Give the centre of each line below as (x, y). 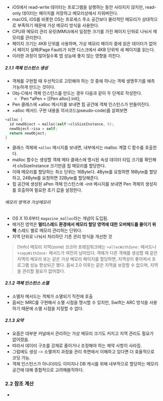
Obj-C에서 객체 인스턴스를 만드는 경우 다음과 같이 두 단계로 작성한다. (77, 93)
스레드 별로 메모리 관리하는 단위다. (50, 230)
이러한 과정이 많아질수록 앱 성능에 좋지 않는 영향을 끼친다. (67, 56)
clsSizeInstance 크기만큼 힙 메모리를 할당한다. (62, 166)
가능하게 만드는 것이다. (34, 87)
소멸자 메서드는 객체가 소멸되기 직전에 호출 (53, 296)
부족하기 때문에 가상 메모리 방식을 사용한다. (58, 25)
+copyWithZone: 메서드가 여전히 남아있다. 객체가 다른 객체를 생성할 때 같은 (87, 253)
